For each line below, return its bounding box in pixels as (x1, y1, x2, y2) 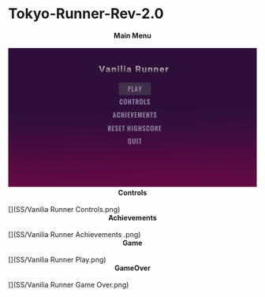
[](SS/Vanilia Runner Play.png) (8, 255, 106, 265)
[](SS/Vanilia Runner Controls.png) (8, 205, 121, 214)
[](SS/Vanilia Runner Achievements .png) (8, 230, 141, 239)
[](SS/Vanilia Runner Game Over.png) (8, 280, 129, 290)
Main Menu (114, 31, 151, 40)
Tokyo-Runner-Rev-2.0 (8, 5, 164, 23)
